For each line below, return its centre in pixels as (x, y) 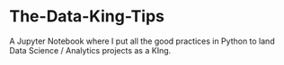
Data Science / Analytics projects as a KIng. (90, 50)
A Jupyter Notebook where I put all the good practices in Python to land (142, 41)
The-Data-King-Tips (87, 16)
